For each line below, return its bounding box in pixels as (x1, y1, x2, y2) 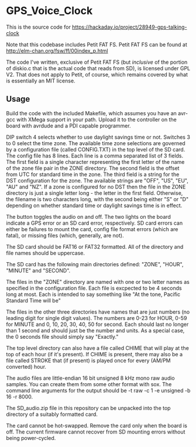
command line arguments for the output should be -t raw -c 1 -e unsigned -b (6, 387, 191, 394)
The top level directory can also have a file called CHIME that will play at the (6, 344, 189, 352)
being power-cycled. (6, 434, 56, 441)
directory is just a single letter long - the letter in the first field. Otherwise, (6, 189, 183, 197)
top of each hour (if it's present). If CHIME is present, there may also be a (6, 350, 183, 357)
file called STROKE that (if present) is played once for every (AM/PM (6, 357, 171, 364)
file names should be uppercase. (6, 249, 85, 256)
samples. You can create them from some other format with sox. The (6, 380, 172, 387)
